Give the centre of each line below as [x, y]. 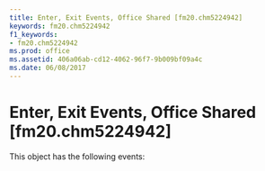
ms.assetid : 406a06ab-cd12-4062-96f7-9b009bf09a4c [106, 59]
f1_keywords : [34, 34]
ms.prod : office [40, 51]
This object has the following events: [77, 156]
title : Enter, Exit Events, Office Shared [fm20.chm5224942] [126, 18]
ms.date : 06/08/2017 [48, 68]
